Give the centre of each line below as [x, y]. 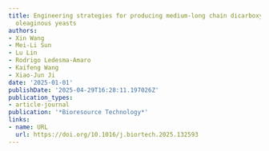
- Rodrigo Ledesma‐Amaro [50, 61]
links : [19, 120]
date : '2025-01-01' [41, 82]
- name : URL [28, 127]
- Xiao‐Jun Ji [32, 75]
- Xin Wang [26, 38]
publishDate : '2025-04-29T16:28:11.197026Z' [84, 90]
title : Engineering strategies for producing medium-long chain [118, 16]
